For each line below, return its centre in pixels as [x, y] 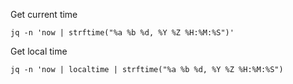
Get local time [39, 51]
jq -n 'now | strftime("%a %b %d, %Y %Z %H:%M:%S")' [122, 33]
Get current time [44, 14]
